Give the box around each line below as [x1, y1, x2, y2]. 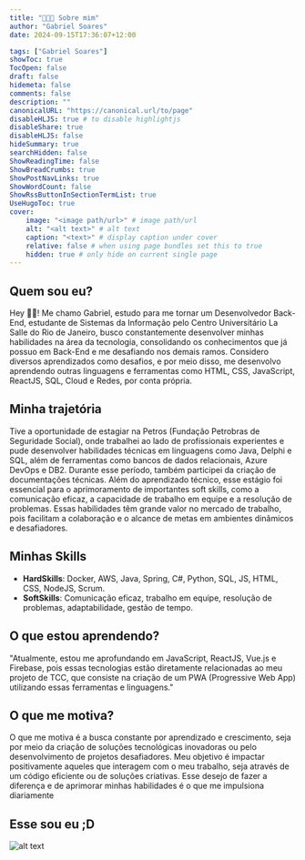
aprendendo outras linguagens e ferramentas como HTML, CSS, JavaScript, [9, 366, 296, 377]
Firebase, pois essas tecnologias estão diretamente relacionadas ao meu [9, 662, 283, 673]
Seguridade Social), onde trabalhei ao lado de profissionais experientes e [9, 435, 285, 446]
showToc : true [9, 56, 64, 65]
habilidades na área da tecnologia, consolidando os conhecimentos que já [9, 337, 288, 348]
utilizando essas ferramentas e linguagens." [9, 682, 174, 693]
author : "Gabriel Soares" [9, 22, 107, 31]
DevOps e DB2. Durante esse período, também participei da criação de [9, 464, 276, 475]
